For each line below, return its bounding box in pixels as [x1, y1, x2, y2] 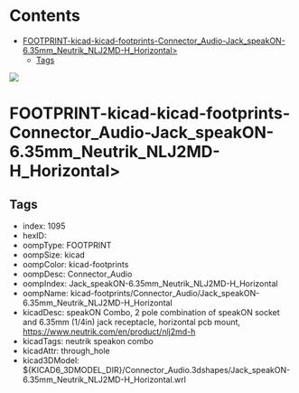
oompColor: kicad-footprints [22, 258, 129, 269]
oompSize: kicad [22, 249, 86, 260]
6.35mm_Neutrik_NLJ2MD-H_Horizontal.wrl [22, 374, 187, 385]
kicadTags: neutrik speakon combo [22, 335, 154, 346]
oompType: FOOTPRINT [22, 239, 112, 250]
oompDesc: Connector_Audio [22, 268, 133, 279]
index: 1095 [22, 220, 66, 231]
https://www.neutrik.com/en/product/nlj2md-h [22, 326, 196, 337]
